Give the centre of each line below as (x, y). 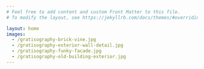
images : (16, 34)
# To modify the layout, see (43, 18)
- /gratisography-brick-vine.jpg (54, 40)
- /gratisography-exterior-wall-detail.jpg (67, 45)
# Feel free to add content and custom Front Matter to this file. (93, 12)
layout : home (23, 28)
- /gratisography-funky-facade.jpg (57, 51)
